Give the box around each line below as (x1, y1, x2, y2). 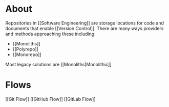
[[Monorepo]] (12, 51, 41, 58)
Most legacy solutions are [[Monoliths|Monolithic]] (5, 61, 112, 67)
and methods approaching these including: (5, 31, 96, 37)
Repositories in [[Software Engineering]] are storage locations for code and (5, 20, 164, 26)
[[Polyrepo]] (12, 46, 38, 52)
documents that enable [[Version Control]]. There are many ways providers (5, 25, 164, 31)
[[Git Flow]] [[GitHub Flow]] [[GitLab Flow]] (5, 96, 96, 102)
